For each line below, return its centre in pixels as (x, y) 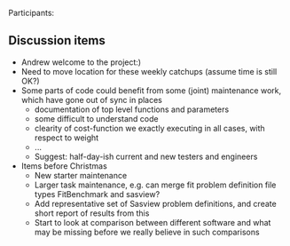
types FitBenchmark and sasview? (97, 194)
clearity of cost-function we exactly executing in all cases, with (149, 128)
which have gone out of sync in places (92, 99)
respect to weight (67, 138)
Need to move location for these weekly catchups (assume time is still (149, 71)
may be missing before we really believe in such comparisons (147, 232)
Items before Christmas (64, 166)
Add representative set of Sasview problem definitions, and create (155, 203)
